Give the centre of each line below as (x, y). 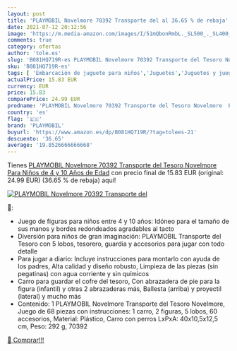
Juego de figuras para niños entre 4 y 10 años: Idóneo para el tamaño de (123, 221)
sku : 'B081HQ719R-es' (39, 66)
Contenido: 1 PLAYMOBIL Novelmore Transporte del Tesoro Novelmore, (121, 304)
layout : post (26, 14)
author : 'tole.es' (34, 54)
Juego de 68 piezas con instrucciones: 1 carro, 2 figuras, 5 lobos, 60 (117, 311)
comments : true (30, 40)
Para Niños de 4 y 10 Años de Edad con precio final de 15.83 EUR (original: (116, 173)
